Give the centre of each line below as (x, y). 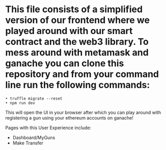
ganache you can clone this (65, 63)
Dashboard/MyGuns (34, 137)
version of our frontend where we (78, 20)
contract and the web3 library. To (77, 42)
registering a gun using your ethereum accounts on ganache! (70, 117)
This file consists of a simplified (74, 9)
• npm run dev (20, 103)
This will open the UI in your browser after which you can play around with (83, 112)
